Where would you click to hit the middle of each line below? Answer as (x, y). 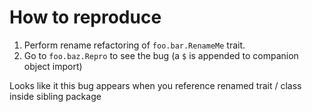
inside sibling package (55, 96)
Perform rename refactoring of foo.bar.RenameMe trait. (134, 45)
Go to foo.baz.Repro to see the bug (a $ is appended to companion (161, 55)
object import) (53, 66)
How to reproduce (85, 17)
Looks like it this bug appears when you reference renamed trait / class (155, 85)
